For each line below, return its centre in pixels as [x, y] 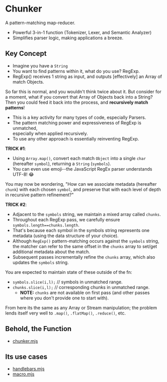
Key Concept [26, 54]
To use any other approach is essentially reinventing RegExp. [76, 138]
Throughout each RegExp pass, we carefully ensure [66, 219]
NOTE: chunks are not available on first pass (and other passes [85, 292]
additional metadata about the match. [51, 252]
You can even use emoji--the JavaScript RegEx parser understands [82, 169]
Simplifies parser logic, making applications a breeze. [68, 38]
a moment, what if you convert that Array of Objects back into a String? [79, 97]
